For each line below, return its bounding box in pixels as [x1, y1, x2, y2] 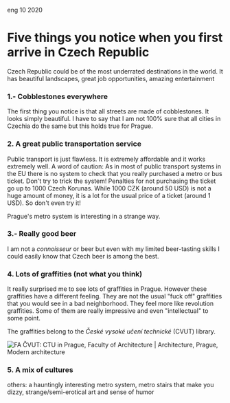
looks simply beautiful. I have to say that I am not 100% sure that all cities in [7, 115, 221, 123]
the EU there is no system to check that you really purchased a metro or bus [7, 169, 222, 177]
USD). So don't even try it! [7, 199, 81, 207]
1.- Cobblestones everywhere [7, 91, 108, 101]
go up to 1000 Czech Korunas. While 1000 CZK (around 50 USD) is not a [7, 184, 211, 192]
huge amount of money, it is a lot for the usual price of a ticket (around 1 [7, 191, 211, 199]
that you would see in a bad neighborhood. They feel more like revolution [7, 299, 214, 308]
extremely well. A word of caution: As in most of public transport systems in [7, 162, 222, 171]
